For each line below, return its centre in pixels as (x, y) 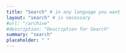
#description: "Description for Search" (58, 29)
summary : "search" (29, 35)
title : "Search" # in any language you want (63, 12)
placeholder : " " (28, 40)
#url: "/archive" (28, 23)
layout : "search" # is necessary (48, 18)
